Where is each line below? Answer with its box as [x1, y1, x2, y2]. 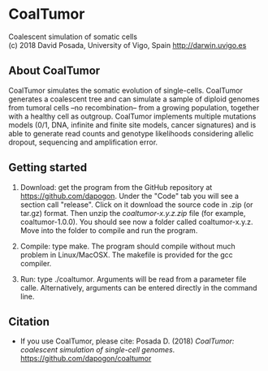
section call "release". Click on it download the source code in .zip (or [19, 200, 253, 209]
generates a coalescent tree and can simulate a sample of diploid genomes [8, 94, 260, 104]
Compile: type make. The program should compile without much [19, 241, 236, 251]
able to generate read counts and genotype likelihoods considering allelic [8, 128, 254, 138]
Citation [8, 314, 50, 329]
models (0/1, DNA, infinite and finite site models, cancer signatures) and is [8, 119, 257, 130]
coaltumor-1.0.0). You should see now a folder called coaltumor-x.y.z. [19, 217, 253, 226]
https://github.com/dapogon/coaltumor [19, 354, 152, 364]
